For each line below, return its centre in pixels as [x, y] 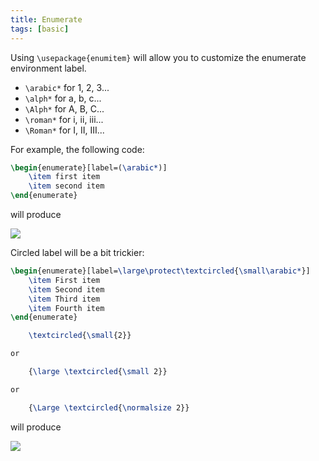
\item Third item [64, 299]
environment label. [48, 68]
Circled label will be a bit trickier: [77, 252]
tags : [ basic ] [40, 29]
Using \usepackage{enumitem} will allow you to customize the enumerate [158, 57]
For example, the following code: [77, 149]
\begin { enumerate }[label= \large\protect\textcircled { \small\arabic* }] [160, 271]
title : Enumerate [46, 19]
